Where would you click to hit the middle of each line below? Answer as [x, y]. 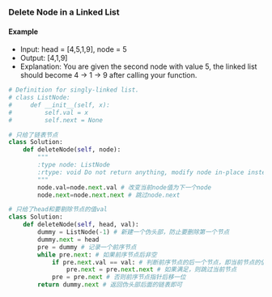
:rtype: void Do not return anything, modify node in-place [141, 172]
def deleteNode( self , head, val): [81, 225]
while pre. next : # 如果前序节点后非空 [98, 255]
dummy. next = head [68, 240]
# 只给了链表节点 [33, 135]
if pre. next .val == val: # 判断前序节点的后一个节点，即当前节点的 [156, 262]
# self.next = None [56, 120]
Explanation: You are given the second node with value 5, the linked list [138, 66]
